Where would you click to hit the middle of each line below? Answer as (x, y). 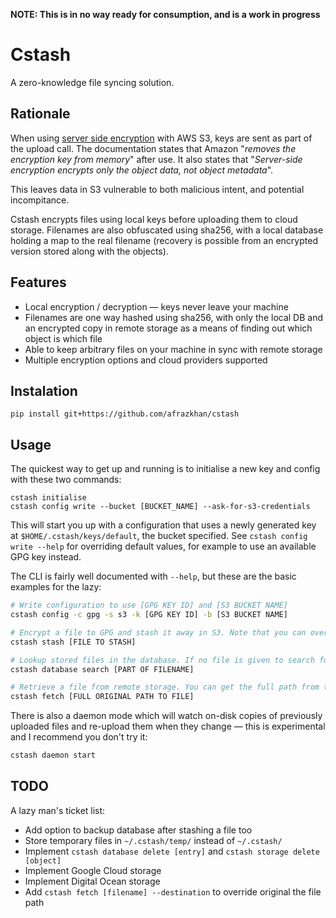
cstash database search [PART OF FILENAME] (102, 669)
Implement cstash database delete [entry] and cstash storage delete (172, 851)
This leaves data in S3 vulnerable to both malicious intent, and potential (157, 189)
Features (38, 282)
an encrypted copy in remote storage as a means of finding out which (168, 328)
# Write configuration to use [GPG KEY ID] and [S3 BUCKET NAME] (149, 605)
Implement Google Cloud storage (93, 870)
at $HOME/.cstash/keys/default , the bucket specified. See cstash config (159, 536)
